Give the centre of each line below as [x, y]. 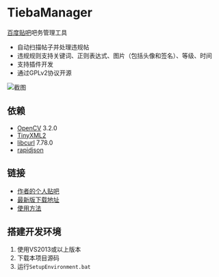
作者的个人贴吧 [38, 191]
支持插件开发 [35, 64]
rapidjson [30, 149]
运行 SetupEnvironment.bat [54, 267]
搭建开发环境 [34, 231]
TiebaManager [50, 13]
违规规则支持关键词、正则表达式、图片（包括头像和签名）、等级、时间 [114, 56]
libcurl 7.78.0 [35, 143]
